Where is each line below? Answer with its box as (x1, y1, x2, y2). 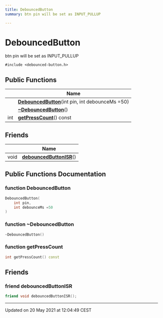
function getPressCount (5, 243, 63, 250)
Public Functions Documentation (5, 170, 106, 179)
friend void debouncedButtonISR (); (5, 294, 77, 299)
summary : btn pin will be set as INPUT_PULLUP (5, 12, 101, 17)
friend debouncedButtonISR (5, 282, 73, 289)
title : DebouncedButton (5, 7, 53, 12)
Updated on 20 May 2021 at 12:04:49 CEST (5, 307, 92, 313)
